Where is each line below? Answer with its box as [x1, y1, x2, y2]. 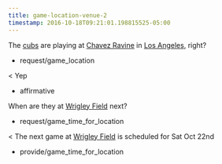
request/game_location [19, 56, 95, 65]
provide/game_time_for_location [19, 147, 124, 156]
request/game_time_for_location [19, 116, 124, 126]
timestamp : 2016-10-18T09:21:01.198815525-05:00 [8, 19, 171, 27]
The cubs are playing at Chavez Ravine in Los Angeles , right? [8, 40, 207, 49]
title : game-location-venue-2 [8, 11, 108, 20]
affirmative [19, 86, 55, 95]
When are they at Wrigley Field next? [8, 101, 128, 111]
